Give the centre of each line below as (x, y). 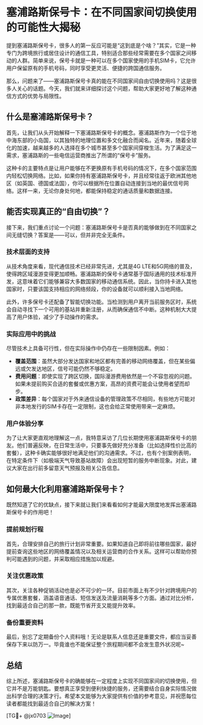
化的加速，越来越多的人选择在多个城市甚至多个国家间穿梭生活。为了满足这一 (101, 147)
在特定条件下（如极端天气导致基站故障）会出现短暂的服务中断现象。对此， (99, 460)
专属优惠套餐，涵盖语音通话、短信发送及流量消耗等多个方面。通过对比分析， (101, 598)
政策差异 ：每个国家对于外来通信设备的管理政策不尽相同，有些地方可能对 (105, 399)
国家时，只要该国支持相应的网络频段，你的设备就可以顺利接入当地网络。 (96, 289)
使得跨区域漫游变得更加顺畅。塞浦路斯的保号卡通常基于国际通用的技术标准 (99, 274)
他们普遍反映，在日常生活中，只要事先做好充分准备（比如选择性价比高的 (107, 445)
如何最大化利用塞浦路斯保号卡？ (66, 489)
